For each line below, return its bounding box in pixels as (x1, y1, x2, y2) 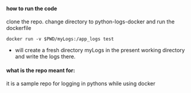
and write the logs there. (14, 53, 76, 60)
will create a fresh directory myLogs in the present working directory (14, 47, 185, 54)
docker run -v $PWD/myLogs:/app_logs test (6, 36, 114, 42)
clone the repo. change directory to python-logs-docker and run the (6, 18, 175, 25)
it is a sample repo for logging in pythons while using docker (6, 80, 156, 87)
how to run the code (6, 5, 58, 12)
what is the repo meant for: (6, 67, 75, 74)
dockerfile (6, 25, 32, 32)
